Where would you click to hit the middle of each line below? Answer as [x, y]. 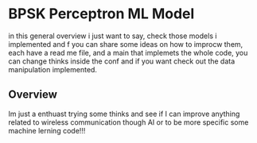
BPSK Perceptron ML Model [101, 14]
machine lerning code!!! [47, 130]
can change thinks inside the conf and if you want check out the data [122, 61]
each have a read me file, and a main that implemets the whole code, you [128, 52]
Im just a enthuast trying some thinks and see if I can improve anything [124, 114]
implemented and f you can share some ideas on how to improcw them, [126, 44]
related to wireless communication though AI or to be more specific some [128, 122]
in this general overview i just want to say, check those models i [113, 36]
